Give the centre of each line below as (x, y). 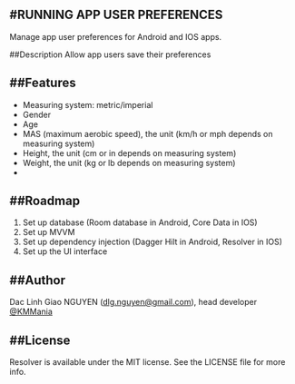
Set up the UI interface (65, 251)
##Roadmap (44, 201)
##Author (38, 280)
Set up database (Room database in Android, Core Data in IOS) (140, 222)
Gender (37, 114)
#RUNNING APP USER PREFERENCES (116, 15)
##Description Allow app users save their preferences (110, 54)
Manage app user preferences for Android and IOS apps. (116, 36)
